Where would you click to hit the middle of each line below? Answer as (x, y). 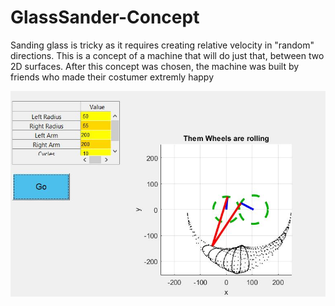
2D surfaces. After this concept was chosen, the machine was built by (155, 66)
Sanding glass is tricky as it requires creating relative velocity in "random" (162, 45)
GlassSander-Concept (105, 17)
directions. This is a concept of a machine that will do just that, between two (167, 55)
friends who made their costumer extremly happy (112, 77)
